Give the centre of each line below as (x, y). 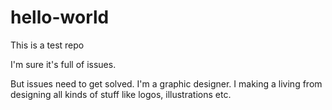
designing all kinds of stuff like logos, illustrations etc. (121, 94)
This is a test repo (47, 45)
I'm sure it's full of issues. (63, 64)
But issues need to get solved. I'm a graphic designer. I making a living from (166, 83)
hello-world (60, 17)
